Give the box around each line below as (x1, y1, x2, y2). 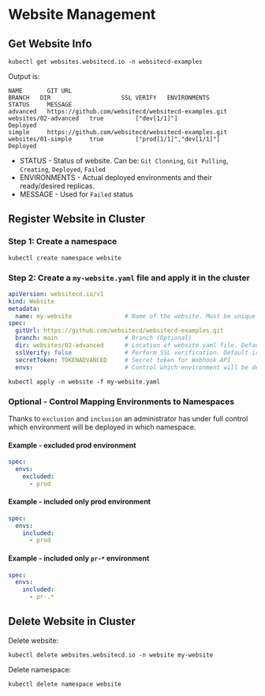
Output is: (8, 72, 40, 80)
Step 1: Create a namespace (8, 236, 118, 247)
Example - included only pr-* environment (8, 553, 150, 563)
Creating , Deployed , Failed (19, 164, 106, 174)
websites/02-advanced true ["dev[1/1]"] (8, 114, 178, 122)
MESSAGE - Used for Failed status (19, 189, 134, 199)
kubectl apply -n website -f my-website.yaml (8, 377, 160, 386)
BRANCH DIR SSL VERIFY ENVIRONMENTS (8, 94, 211, 102)
